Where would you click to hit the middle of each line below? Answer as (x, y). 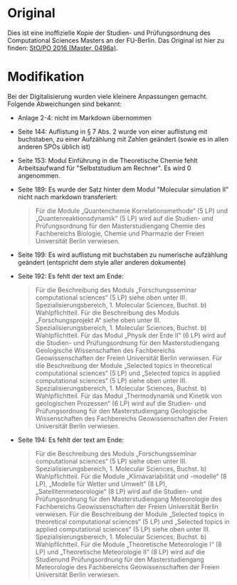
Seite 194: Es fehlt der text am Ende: (71, 440)
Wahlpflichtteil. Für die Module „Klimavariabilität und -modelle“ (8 (131, 476)
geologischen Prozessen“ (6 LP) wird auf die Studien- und (121, 403)
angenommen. (39, 175)
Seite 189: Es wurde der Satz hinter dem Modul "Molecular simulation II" (123, 189)
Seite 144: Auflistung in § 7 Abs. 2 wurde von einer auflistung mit (112, 131)
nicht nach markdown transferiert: (68, 196)
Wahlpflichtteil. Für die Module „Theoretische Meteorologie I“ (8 (128, 544)
